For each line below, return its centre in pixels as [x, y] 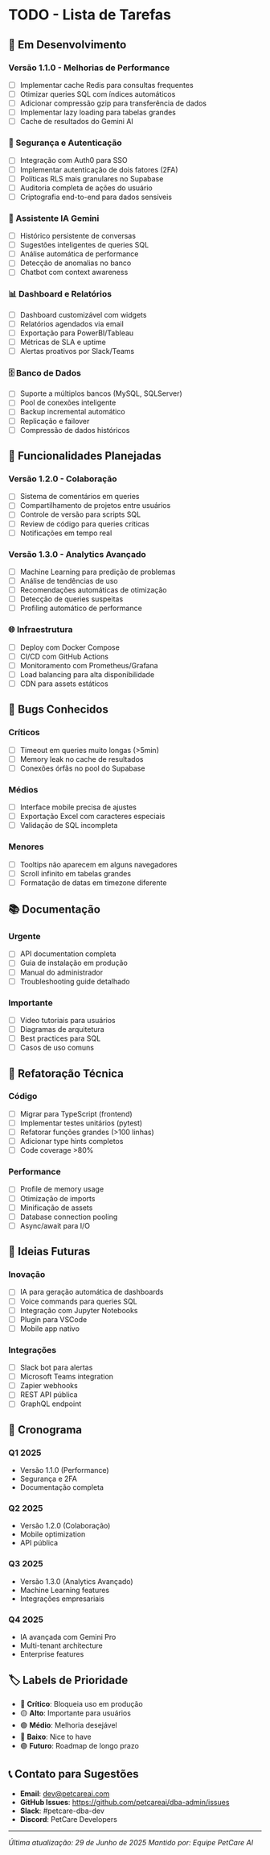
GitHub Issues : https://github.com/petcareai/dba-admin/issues [125, 1802]
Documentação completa [62, 1487]
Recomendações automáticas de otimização [93, 590]
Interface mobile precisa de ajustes [78, 807]
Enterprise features [52, 1653]
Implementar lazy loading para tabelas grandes [98, 112]
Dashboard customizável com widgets [83, 314]
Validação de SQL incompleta [69, 826]
